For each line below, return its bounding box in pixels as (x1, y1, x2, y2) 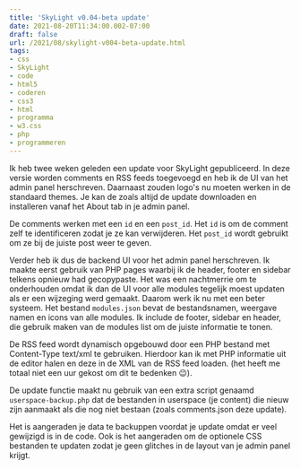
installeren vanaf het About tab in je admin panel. (9, 201, 191, 212)
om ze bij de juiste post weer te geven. (9, 237, 152, 248)
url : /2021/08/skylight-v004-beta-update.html (9, 38, 186, 48)
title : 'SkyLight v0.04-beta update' (9, 13, 150, 22)
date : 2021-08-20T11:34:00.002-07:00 (9, 22, 150, 30)
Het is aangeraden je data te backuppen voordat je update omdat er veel (9, 421, 278, 431)
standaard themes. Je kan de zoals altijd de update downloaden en (9, 191, 257, 202)
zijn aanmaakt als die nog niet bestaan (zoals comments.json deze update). (9, 404, 287, 414)
